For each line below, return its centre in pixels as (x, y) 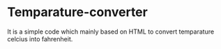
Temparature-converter (77, 12)
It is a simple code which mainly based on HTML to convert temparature (111, 31)
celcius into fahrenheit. (40, 38)
